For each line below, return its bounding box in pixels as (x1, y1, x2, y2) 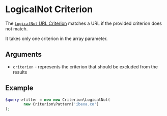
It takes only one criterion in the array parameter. (5, 35, 108, 42)
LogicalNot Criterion (5, 4, 93, 15)
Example (5, 84, 34, 92)
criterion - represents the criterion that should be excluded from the (12, 63, 158, 69)
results (12, 69, 27, 75)
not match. (5, 25, 28, 31)
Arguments (5, 50, 42, 59)
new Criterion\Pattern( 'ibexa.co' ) (23, 102, 99, 107)
